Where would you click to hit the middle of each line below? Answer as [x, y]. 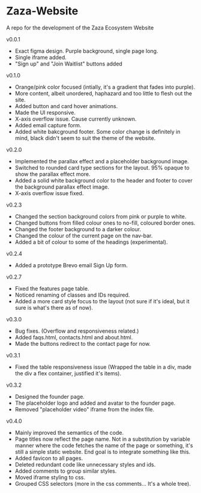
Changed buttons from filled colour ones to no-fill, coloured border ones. [105, 223]
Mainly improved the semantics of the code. [69, 432]
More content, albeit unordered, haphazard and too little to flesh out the [103, 93]
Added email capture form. [48, 125]
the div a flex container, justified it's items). [68, 373]
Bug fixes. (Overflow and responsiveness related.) [77, 331]
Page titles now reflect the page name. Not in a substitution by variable [103, 439]
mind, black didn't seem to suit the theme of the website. [85, 138]
